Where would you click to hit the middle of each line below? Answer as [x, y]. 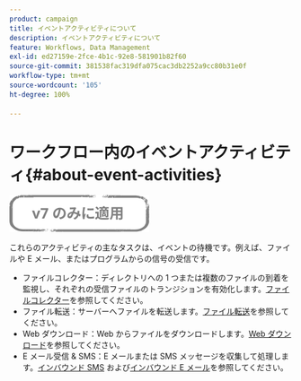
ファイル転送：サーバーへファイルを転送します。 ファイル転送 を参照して [155, 312]
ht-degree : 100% [40, 94]
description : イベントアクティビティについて [85, 38]
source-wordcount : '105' [56, 85]
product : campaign [44, 19]
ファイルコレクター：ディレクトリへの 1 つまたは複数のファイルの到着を [155, 278]
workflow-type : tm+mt [50, 76]
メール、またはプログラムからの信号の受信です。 [124, 259]
